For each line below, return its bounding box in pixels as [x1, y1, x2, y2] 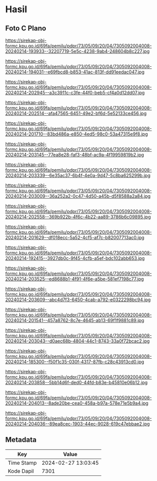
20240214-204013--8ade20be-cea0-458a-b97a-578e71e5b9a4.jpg [5, 400, 149, 406]
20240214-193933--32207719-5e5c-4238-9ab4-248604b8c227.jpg [5, 48, 150, 54]
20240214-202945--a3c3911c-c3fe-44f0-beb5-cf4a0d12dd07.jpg [5, 90, 145, 95]
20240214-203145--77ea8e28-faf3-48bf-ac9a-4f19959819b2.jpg [5, 152, 144, 157]
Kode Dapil [8, 467, 34, 474]
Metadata [5, 436, 37, 444]
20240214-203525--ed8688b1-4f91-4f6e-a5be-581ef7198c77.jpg [5, 276, 144, 282]
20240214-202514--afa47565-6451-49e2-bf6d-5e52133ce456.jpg [5, 111, 147, 116]
